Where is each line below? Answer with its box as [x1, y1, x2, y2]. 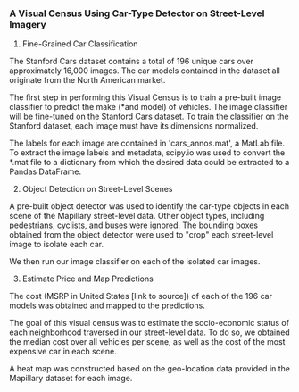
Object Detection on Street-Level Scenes [21, 184, 173, 195]
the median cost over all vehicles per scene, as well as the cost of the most [9, 337, 286, 347]
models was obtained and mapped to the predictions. [9, 300, 205, 311]
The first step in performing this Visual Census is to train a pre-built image [9, 92, 282, 103]
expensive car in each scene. [9, 346, 118, 357]
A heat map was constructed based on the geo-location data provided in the [9, 363, 290, 374]
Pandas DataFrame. [9, 166, 82, 177]
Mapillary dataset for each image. [9, 373, 133, 384]
